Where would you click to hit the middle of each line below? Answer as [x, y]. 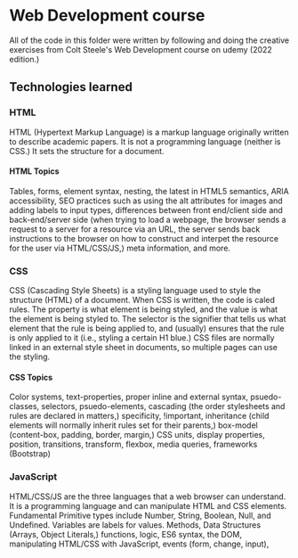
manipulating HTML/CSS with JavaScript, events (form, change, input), [139, 544]
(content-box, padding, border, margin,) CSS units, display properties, [137, 435]
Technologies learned [71, 87]
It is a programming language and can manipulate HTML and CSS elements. [148, 505]
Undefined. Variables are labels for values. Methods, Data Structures [135, 525]
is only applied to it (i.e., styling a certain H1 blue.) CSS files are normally [142, 338]
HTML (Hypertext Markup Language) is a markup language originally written [149, 132]
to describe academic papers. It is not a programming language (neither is [145, 141]
